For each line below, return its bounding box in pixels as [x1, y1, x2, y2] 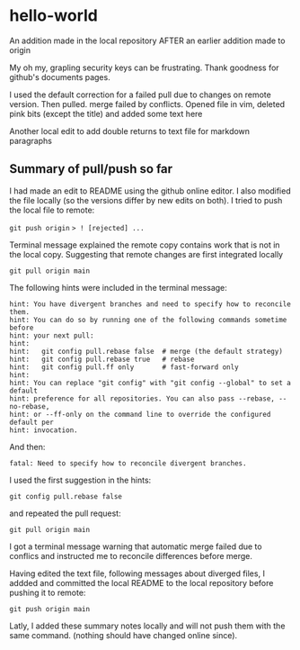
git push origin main [9, 604, 91, 613]
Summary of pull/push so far [9, 161, 173, 176]
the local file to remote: [9, 204, 95, 215]
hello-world [9, 5, 99, 26]
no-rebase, [9, 402, 50, 411]
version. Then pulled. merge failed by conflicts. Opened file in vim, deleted [9, 98, 286, 109]
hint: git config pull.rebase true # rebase [9, 355, 195, 364]
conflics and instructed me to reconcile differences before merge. [9, 550, 253, 561]
